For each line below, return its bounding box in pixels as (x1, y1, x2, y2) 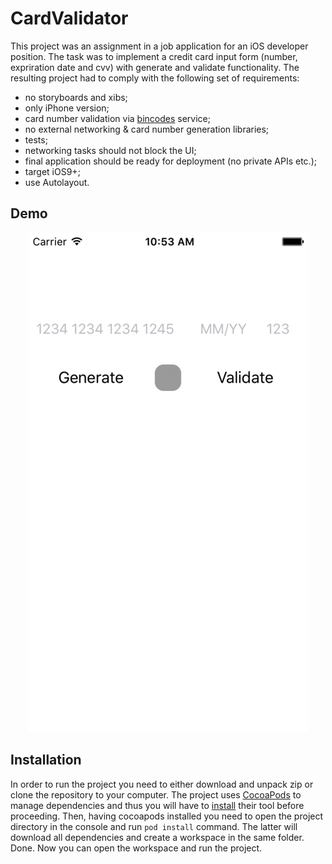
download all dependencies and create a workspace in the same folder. (10, 831, 305, 843)
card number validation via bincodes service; (24, 112, 211, 124)
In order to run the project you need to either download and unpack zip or (10, 778, 314, 790)
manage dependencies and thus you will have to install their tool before (10, 799, 305, 811)
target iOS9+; (24, 165, 81, 177)
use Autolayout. (24, 176, 90, 188)
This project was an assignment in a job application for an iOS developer (10, 40, 309, 52)
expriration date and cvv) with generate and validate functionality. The (10, 61, 300, 73)
